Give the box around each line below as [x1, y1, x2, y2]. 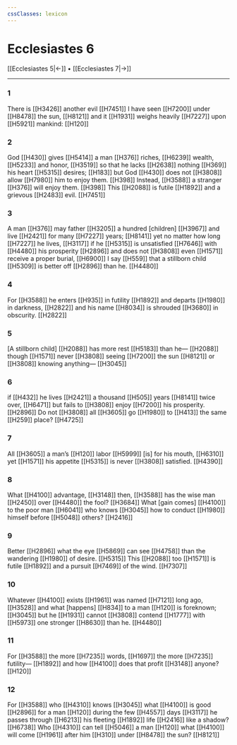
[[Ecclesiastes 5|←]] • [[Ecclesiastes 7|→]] [7, 64, 132, 73]
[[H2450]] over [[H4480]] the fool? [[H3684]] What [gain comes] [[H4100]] [7, 498, 226, 506]
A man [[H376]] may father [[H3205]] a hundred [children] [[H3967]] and [7, 224, 220, 233]
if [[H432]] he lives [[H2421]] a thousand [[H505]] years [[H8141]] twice [7, 393, 216, 401]
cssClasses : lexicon [7, 10, 68, 18]
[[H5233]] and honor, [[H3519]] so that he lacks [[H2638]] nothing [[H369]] [7, 160, 227, 170]
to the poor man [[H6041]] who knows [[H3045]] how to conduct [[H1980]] [7, 505, 226, 514]
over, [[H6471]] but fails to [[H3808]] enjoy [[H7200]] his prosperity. [7, 401, 205, 409]
